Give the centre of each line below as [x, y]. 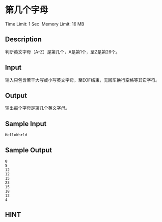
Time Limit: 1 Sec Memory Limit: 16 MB [45, 24]
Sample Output [29, 150]
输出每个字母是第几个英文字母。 [37, 108]
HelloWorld [16, 135]
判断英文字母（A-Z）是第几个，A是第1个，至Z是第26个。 [63, 51]
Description [23, 39]
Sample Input [26, 124]
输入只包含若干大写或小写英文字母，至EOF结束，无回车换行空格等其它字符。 [82, 80]
